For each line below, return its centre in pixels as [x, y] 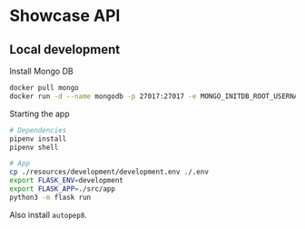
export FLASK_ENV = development [67, 181]
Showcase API [65, 16]
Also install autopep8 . [49, 214]
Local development [65, 50]
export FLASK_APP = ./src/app [63, 189]
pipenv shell [34, 147]
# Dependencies [38, 130]
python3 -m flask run [50, 197]
